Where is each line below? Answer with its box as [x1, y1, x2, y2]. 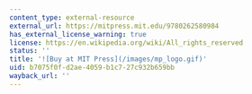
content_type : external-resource [9, 13, 135, 22]
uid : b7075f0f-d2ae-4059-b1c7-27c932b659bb [9, 64, 175, 73]
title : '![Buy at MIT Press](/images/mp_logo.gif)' [9, 55, 207, 64]
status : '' [9, 47, 50, 56]
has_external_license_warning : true [9, 30, 147, 38]
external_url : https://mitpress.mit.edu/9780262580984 [9, 21, 220, 30]
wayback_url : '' [9, 72, 70, 81]
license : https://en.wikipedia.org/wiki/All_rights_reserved [9, 38, 244, 47]
